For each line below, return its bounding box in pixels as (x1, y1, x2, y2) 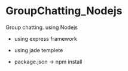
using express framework (14, 35, 77, 42)
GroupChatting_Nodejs (5, 4, 123, 18)
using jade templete (14, 46, 63, 54)
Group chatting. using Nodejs (5, 24, 78, 31)
